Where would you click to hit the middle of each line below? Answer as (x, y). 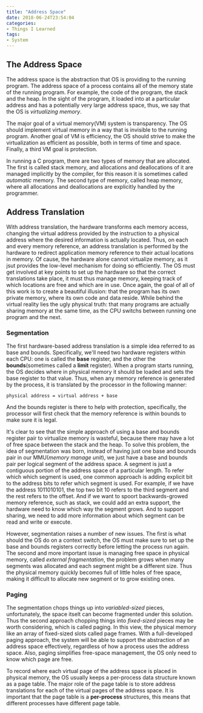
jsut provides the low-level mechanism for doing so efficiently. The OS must (101, 265)
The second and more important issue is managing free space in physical (98, 553)
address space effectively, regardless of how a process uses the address (98, 646)
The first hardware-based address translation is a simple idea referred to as (101, 346)
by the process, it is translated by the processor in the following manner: (97, 384)
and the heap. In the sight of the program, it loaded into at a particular (93, 98)
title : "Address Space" (36, 12)
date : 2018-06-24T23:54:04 (40, 18)
